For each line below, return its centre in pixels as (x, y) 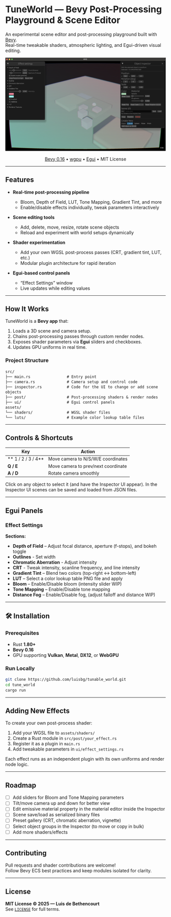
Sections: (16, 536)
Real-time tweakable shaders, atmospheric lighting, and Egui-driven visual (83, 45)
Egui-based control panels (41, 273)
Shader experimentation (39, 242)
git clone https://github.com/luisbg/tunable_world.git (66, 679)
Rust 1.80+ (24, 644)
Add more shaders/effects (40, 832)
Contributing (26, 853)
